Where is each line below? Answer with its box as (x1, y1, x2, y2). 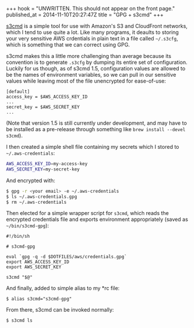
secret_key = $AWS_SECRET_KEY (6, 104, 80, 110)
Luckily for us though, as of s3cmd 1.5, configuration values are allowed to (6, 65, 186, 72)
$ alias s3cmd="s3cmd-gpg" (6, 296, 72, 302)
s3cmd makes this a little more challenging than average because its (6, 53, 172, 59)
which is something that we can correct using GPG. (6, 41, 130, 48)
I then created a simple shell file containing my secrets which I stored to (6, 143, 179, 150)
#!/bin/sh (6, 234, 30, 240)
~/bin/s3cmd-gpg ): (6, 222, 49, 229)
